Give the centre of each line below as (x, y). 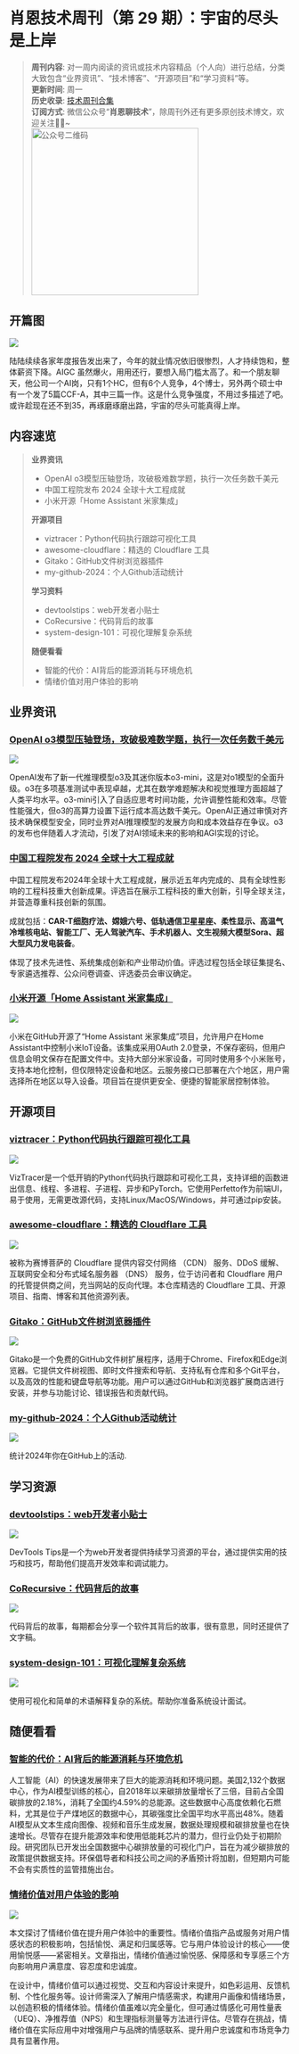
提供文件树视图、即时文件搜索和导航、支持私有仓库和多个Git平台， (162, 1371)
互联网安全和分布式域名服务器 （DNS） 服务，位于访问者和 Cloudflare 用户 (146, 1274)
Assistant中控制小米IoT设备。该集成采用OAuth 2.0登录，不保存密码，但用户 (148, 1047)
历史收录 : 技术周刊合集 (72, 100)
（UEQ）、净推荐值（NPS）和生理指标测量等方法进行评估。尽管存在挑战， (145, 2018)
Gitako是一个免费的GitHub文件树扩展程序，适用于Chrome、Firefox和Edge (145, 1359)
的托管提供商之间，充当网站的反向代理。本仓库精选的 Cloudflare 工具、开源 (148, 1284)
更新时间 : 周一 (57, 89)
